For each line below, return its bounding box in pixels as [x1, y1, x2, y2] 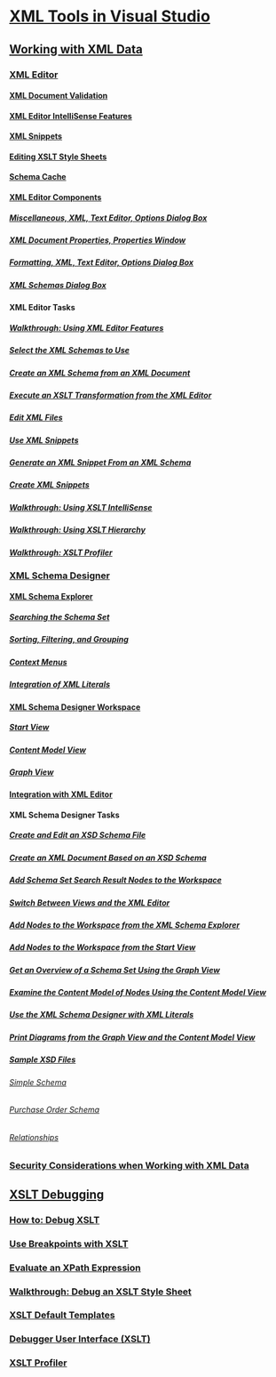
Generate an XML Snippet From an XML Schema [9, 457, 192, 468]
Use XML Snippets [9, 434, 79, 446]
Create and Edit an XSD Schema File [9, 830, 146, 841]
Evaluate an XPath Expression [9, 1261, 141, 1274]
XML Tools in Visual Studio [9, 6, 211, 27]
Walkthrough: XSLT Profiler [9, 547, 113, 558]
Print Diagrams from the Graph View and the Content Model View [9, 1032, 256, 1043]
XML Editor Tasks [9, 302, 75, 313]
